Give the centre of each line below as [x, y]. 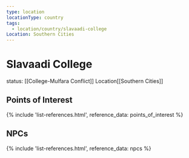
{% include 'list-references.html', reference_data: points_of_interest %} [95, 114]
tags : [13, 23]
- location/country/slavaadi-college [59, 29]
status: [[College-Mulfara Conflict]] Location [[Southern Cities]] [85, 81]
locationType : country [35, 18]
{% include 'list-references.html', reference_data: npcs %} [79, 148]
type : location [25, 12]
